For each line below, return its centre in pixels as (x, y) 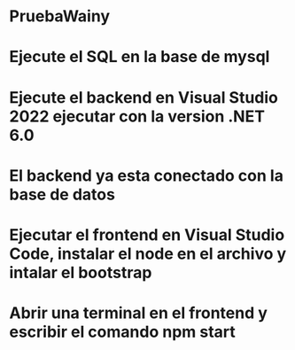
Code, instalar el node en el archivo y (148, 253)
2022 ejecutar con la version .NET (137, 116)
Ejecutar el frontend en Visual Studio (147, 234)
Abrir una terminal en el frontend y (139, 313)
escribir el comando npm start (123, 332)
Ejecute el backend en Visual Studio (144, 97)
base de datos (62, 194)
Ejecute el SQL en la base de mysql (140, 57)
